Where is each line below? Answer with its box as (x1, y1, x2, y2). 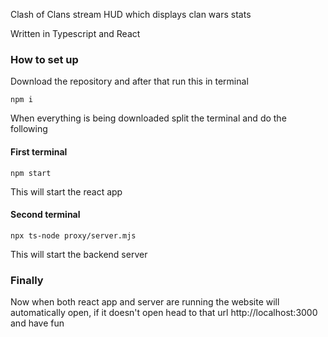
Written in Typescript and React (10, 28, 141, 39)
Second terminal (10, 209, 81, 221)
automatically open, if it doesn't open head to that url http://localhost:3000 (10, 307, 318, 318)
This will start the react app (10, 185, 123, 198)
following (10, 123, 48, 135)
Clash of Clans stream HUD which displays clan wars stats (10, 9, 252, 20)
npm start (10, 168, 52, 178)
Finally (10, 273, 44, 287)
